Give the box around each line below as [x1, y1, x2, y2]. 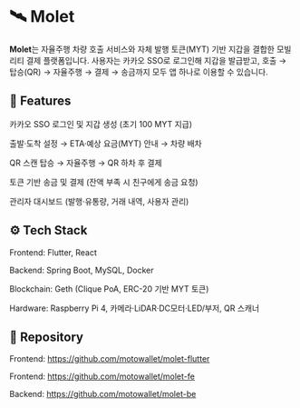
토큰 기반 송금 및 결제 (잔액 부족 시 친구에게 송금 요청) [9, 176, 198, 187]
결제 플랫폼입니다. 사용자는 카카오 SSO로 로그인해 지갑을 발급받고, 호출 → [25, 55, 287, 65]
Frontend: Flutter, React [9, 246, 98, 258]
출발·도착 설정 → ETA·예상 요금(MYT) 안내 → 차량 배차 [9, 137, 202, 149]
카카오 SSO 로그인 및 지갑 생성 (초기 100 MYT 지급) [9, 118, 193, 129]
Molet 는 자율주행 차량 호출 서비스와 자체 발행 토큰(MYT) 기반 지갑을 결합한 [9, 44, 275, 55]
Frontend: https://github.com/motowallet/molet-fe [9, 371, 195, 382]
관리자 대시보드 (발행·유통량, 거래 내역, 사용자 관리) [9, 195, 189, 206]
